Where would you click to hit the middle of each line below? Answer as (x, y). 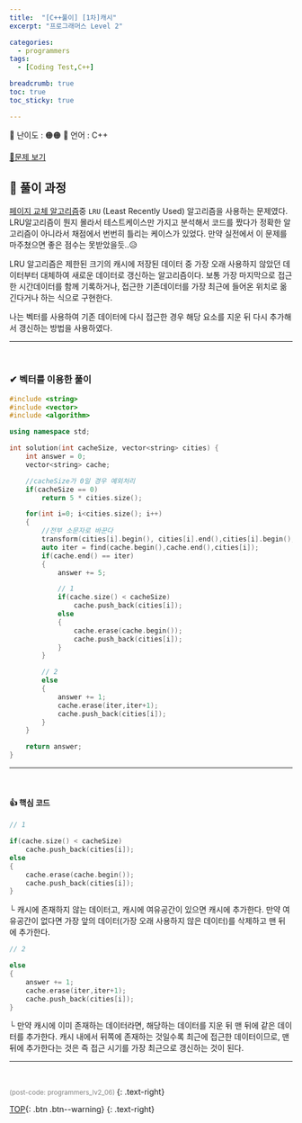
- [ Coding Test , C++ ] (56, 67)
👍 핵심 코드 (30, 803)
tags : (19, 59)
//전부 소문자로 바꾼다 (78, 531)
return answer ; (54, 747)
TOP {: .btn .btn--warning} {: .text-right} (82, 1110)
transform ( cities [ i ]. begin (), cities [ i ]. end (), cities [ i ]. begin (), (169, 539)
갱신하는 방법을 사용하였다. (66, 328)
